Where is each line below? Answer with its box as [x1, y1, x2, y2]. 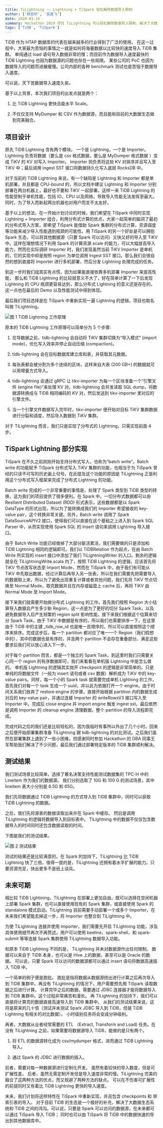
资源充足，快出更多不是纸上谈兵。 [9, 865, 78, 871]
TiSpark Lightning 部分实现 [5, 445, 87, 453]
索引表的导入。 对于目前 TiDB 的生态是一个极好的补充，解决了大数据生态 [5, 1099, 150, 1106]
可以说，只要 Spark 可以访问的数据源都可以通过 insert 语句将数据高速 [14, 958, 153, 964]
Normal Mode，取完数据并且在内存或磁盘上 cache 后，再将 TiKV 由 [14, 583, 149, 588]
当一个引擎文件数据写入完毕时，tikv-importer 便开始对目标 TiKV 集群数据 [12, 406, 158, 412]
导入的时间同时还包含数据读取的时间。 [9, 822, 86, 828]
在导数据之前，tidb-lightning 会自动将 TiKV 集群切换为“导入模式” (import [12, 335, 157, 340]
